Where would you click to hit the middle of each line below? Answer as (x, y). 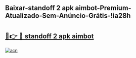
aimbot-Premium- (103, 8)
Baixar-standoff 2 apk (40, 8)
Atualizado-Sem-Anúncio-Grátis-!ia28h (68, 16)
